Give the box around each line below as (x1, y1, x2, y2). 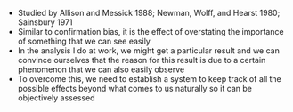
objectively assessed (17, 92, 95, 103)
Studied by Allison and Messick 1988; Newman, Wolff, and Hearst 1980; (17, 8, 281, 18)
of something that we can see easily (17, 36, 151, 46)
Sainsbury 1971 (17, 17, 73, 28)
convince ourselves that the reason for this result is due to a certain (17, 55, 266, 65)
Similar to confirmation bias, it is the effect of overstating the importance (17, 27, 284, 36)
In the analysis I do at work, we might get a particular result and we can (17, 45, 281, 56)
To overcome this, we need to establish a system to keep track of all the (17, 74, 282, 84)
